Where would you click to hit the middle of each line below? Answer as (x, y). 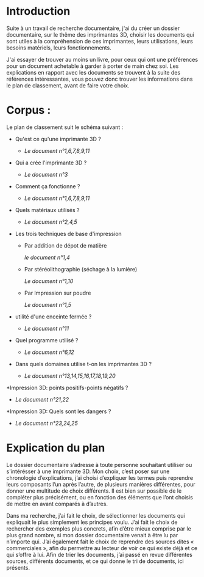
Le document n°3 (46, 174)
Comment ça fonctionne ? (47, 186)
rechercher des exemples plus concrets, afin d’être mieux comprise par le (99, 528)
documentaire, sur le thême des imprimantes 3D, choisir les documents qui (100, 34)
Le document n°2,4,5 (51, 222)
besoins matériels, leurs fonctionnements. (59, 48)
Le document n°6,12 (49, 352)
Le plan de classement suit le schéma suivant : (65, 127)
